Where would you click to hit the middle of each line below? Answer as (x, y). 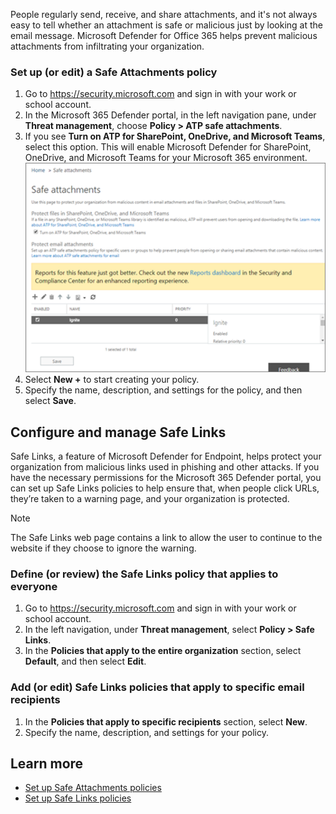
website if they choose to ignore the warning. (103, 548)
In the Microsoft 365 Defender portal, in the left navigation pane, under (170, 115)
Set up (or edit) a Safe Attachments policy (114, 72)
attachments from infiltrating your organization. (107, 46)
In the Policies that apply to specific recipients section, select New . (166, 721)
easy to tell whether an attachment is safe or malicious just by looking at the (166, 25)
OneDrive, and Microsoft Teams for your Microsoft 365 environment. (166, 158)
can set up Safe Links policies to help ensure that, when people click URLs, (165, 488)
